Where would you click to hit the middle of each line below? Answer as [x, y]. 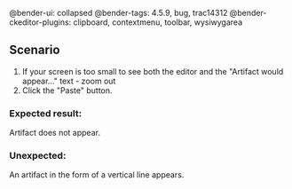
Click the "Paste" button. [67, 90]
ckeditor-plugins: [40, 22]
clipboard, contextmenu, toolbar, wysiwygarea [158, 22]
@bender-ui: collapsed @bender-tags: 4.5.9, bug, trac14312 [118, 13]
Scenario [35, 50]
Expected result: [46, 113]
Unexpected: [38, 156]
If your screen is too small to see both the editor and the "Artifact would [153, 71]
